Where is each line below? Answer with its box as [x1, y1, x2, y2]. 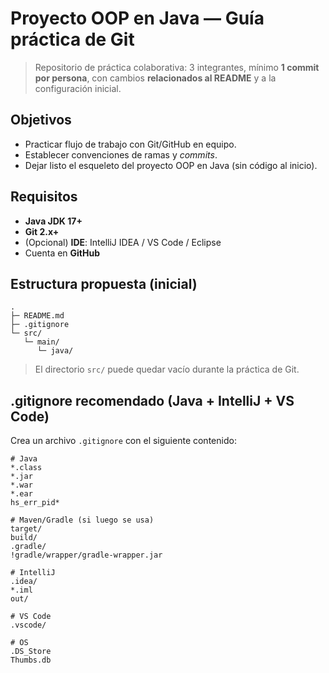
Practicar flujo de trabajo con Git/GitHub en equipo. [24, 138, 237, 150]
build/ [10, 533, 38, 543]
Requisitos [10, 188, 78, 206]
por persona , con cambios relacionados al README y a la [34, 72, 277, 84]
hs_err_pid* [10, 498, 60, 508]
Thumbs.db [10, 655, 52, 666]
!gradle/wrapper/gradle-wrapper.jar [10, 550, 163, 561]
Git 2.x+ [24, 225, 60, 237]
